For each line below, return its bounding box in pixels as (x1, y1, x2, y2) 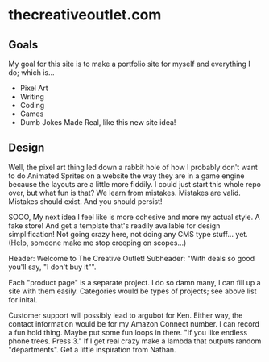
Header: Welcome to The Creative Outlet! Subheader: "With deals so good (8, 253, 255, 263)
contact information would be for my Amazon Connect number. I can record (8, 318, 260, 328)
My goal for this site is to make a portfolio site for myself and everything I (8, 59, 251, 69)
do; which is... (8, 68, 55, 77)
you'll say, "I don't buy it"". (8, 262, 97, 272)
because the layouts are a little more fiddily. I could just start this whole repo (8, 179, 262, 189)
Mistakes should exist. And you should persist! (8, 196, 163, 206)
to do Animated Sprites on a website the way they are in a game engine (8, 171, 245, 181)
